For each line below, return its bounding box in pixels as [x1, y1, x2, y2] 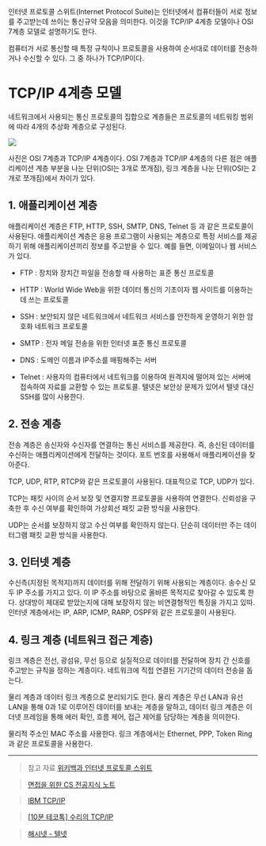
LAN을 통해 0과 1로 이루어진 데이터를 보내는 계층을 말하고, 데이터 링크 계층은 [8, 702, 245, 712]
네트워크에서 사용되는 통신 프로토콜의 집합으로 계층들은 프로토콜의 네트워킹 [8, 112, 239, 121]
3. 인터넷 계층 [8, 555, 71, 568]
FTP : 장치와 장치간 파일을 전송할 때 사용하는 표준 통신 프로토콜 [19, 268, 215, 278]
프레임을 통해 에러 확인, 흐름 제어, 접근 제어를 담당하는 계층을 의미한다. [22, 712, 240, 722]
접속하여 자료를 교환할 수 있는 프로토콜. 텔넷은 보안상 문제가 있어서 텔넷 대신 [19, 381, 255, 391]
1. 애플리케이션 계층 [8, 199, 97, 212]
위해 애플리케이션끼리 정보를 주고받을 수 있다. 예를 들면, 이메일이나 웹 [22, 241, 236, 251]
